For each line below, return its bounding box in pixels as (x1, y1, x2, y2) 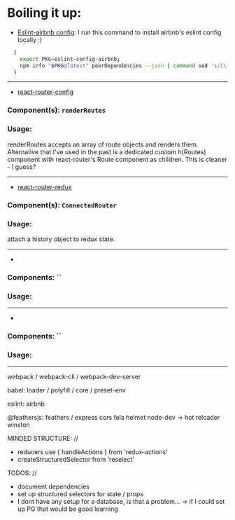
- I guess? (7, 163, 36, 171)
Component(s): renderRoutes (7, 105, 106, 115)
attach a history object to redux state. (7, 235, 115, 243)
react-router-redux (17, 182, 72, 191)
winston (7, 420, 30, 429)
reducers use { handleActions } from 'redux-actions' (17, 448, 168, 456)
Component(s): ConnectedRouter (7, 200, 117, 210)
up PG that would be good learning (17, 505, 119, 513)
